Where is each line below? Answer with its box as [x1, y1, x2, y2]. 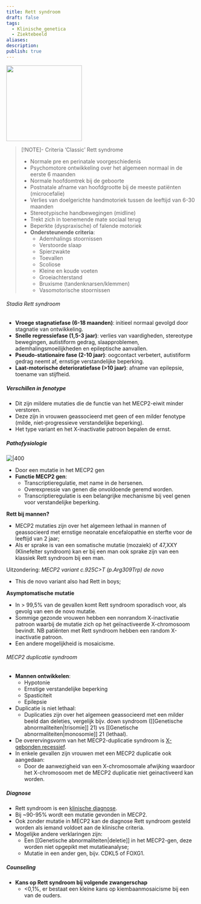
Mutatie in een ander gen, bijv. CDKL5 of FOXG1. [24, 849, 145, 857]
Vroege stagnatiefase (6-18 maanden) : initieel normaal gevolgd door [14, 319, 188, 326]
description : [6, 43, 39, 49]
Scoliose [39, 261, 61, 268]
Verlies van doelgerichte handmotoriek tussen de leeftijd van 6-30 [30, 196, 195, 204]
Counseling [6, 863, 36, 871]
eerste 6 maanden [30, 170, 76, 178]
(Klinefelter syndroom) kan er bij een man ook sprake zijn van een [14, 548, 179, 555]
